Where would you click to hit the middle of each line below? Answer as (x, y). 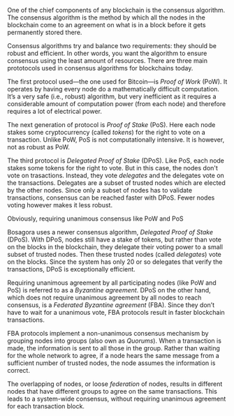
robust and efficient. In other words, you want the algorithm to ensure (107, 53)
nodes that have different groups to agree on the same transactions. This (112, 391)
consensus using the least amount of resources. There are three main (108, 61)
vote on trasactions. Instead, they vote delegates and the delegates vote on (116, 175)
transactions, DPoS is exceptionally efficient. (72, 269)
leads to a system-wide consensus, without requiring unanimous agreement (117, 399)
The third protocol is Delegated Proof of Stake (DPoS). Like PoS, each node (116, 161)
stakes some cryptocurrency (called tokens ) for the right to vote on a (107, 132)
